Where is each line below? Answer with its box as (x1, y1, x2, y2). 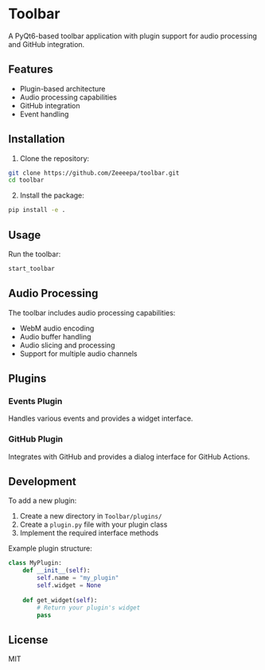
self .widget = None (37, 582, 102, 590)
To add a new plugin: (8, 496, 77, 506)
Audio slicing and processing (19, 340, 115, 350)
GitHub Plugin (8, 433, 64, 445)
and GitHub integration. (8, 39, 85, 49)
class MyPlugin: (8, 559, 62, 567)
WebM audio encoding (19, 323, 95, 333)
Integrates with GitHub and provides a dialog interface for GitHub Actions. (8, 452, 251, 461)
